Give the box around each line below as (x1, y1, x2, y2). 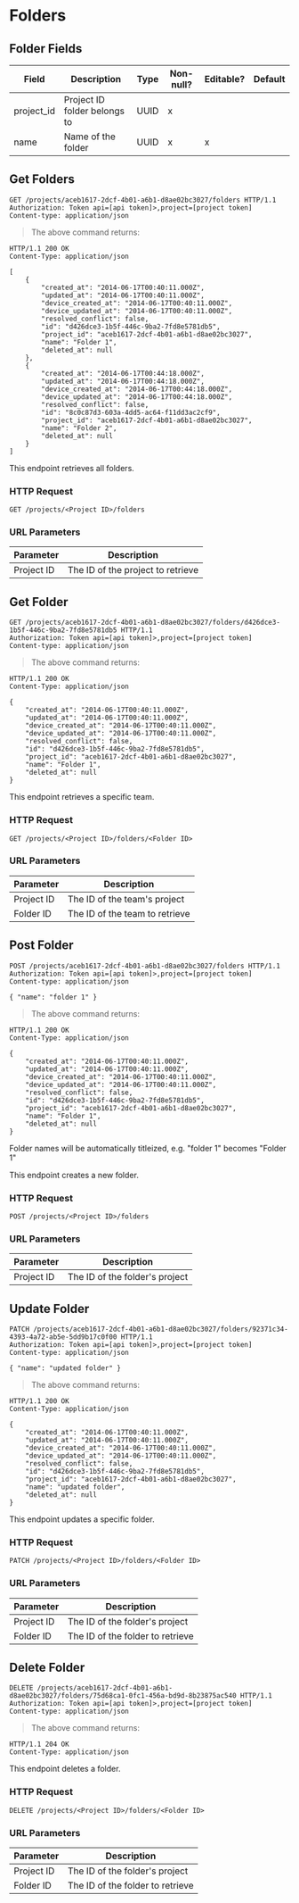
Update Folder (9, 1301, 90, 1317)
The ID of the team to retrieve (67, 907, 190, 919)
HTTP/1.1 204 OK (9, 1740, 69, 1749)
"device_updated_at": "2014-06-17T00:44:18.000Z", (41, 392, 233, 402)
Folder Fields (9, 41, 83, 56)
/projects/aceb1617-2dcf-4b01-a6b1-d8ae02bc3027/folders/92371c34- (32, 1325, 289, 1334)
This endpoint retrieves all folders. (9, 462, 135, 473)
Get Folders (9, 171, 76, 187)
